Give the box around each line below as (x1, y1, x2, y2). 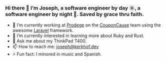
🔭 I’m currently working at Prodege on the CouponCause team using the (12, 22, 161, 28)
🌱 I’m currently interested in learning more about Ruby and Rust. (12, 32, 145, 39)
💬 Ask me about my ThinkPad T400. (12, 38, 86, 44)
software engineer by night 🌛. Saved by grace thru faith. (5, 10, 144, 17)
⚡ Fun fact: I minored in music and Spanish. (12, 51, 102, 57)
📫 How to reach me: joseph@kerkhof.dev (12, 43, 99, 49)
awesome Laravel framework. (12, 27, 74, 33)
